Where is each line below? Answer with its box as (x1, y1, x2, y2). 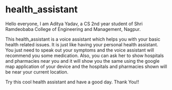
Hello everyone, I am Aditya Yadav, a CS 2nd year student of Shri (5, 21, 143, 27)
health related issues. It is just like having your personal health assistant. (5, 41, 158, 47)
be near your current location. (5, 68, 68, 75)
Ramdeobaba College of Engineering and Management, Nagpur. (5, 26, 141, 32)
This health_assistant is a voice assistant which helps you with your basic (5, 36, 161, 42)
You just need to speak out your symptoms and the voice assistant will (5, 47, 154, 53)
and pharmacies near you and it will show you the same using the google (5, 58, 160, 64)
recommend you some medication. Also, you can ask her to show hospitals (5, 52, 164, 59)
